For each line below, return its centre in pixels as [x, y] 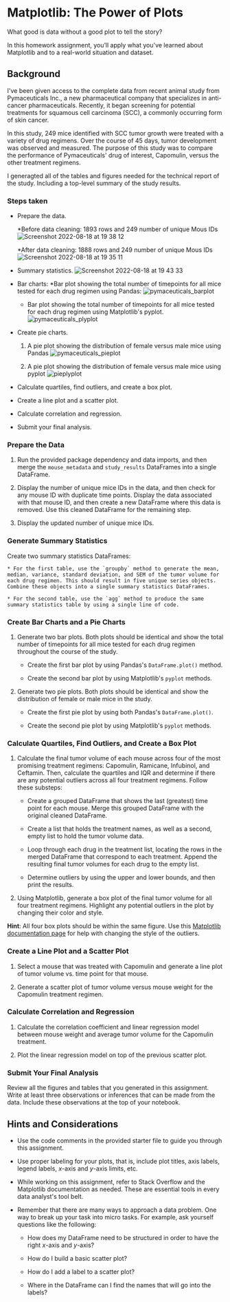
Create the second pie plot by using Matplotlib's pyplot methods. [119, 725]
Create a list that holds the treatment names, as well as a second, [119, 829]
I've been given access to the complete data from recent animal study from [113, 90]
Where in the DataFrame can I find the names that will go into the [119, 1285]
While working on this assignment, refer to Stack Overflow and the [111, 1182]
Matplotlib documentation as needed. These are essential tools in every [118, 1189]
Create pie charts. [43, 332]
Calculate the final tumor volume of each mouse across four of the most [119, 758]
